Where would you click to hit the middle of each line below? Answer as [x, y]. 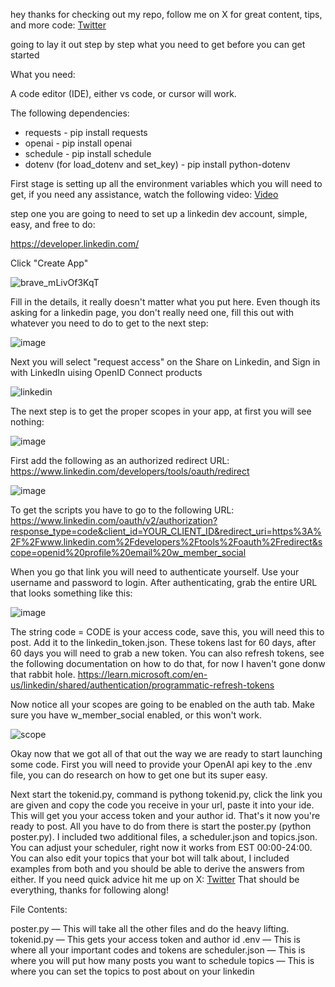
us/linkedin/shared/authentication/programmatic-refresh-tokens [142, 685]
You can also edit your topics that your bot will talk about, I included [150, 858]
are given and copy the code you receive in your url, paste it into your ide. [162, 805]
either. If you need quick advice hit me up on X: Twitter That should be [155, 879]
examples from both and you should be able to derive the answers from [157, 868]
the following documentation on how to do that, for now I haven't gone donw [168, 663]
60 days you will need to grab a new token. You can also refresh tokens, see [167, 653]
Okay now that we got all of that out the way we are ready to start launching [166, 753]
